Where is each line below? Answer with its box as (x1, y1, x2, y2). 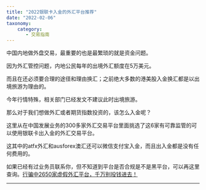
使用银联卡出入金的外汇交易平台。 (11, 130, 98, 137)
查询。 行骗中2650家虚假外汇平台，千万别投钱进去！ (6, 170, 138, 178)
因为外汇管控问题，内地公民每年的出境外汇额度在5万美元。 (6, 62, 155, 70)
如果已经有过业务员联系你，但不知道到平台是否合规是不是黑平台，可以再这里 (6, 163, 200, 170)
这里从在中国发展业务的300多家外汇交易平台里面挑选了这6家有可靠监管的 (6, 122, 192, 129)
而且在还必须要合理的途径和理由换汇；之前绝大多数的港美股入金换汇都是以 (6, 75, 194, 82)
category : (17, 26, 43, 32)
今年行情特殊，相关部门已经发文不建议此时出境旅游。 (6, 96, 141, 103)
